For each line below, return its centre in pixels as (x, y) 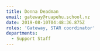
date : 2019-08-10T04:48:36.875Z (45, 22)
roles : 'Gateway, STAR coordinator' (51, 28)
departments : (22, 33)
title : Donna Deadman (32, 11)
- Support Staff (31, 39)
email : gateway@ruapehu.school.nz (48, 17)
